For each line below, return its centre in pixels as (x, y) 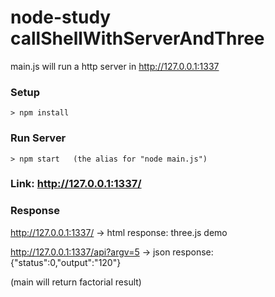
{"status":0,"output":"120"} (66, 262)
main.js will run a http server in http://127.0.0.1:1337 (115, 66)
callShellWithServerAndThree (137, 38)
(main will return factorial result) (76, 282)
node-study (61, 17)
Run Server (38, 138)
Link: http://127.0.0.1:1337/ (76, 184)
